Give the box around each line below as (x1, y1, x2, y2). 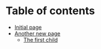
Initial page (14, 24, 42, 31)
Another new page (14, 30, 61, 37)
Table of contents (5, 4, 96, 18)
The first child (23, 36, 58, 43)
